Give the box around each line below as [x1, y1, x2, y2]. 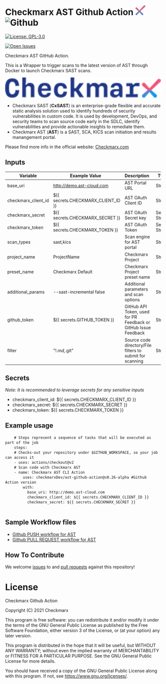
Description [124, 173, 150, 179]
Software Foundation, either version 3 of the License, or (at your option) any [5, 627, 160, 633]
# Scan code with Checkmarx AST [14, 465, 81, 470]
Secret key [124, 215, 147, 221]
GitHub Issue [124, 325, 151, 331]
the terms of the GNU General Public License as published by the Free [5, 622, 148, 628]
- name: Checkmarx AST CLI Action [14, 470, 85, 475]
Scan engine [124, 234, 150, 240]
